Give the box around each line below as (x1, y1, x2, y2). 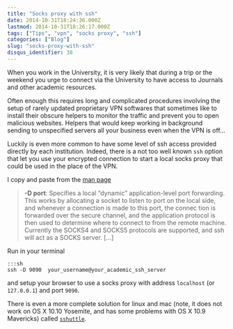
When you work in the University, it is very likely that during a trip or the (7, 68, 213, 77)
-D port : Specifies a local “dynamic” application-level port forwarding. (24, 189, 225, 197)
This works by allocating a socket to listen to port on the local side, (24, 196, 216, 204)
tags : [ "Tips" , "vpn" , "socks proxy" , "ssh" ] (7, 29, 141, 37)
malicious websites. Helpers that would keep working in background (7, 118, 203, 127)
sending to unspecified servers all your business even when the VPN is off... (7, 126, 226, 135)
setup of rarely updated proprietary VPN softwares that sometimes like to (7, 104, 218, 112)
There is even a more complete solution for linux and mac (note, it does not (7, 299, 223, 307)
